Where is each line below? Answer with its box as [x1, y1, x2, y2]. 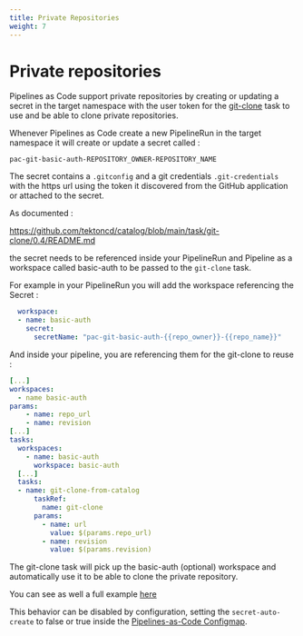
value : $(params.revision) [49, 545, 152, 554]
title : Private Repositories [9, 13, 120, 23]
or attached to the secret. [9, 190, 104, 201]
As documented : [9, 208, 74, 219]
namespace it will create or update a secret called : [9, 137, 200, 148]
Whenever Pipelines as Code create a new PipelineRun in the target [9, 128, 261, 139]
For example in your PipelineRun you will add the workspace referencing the [9, 280, 295, 291]
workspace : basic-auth [33, 461, 120, 470]
